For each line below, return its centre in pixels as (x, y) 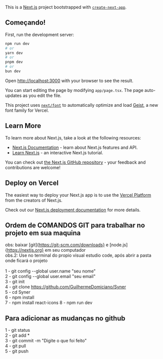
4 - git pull (16, 346)
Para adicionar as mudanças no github (65, 318)
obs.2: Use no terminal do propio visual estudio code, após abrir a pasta (78, 255)
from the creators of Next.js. (34, 200)
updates (14, 95)
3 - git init (15, 282)
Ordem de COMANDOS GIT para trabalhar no (75, 225)
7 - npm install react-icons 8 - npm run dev (49, 303)
